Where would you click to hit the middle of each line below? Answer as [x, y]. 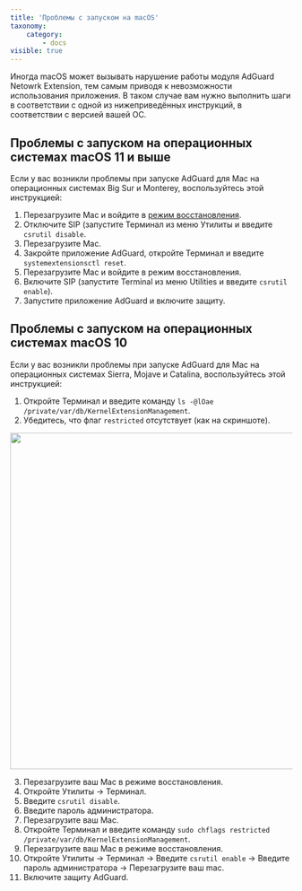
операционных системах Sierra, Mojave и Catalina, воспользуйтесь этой [148, 374]
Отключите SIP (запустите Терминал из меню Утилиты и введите [148, 224]
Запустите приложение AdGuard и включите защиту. [124, 301]
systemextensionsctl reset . [74, 262]
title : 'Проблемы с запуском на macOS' [85, 17]
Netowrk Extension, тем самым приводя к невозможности [121, 86]
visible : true [37, 51]
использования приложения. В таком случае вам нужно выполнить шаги [151, 96]
